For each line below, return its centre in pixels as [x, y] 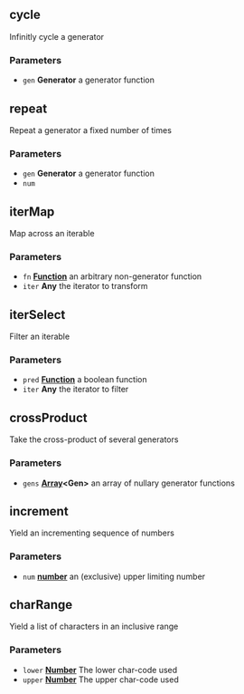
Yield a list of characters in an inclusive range [94, 627]
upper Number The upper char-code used [100, 680]
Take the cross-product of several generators [94, 439]
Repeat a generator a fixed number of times [90, 130]
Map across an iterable [52, 234]
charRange [41, 605]
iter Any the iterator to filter [75, 390]
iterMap [32, 212]
